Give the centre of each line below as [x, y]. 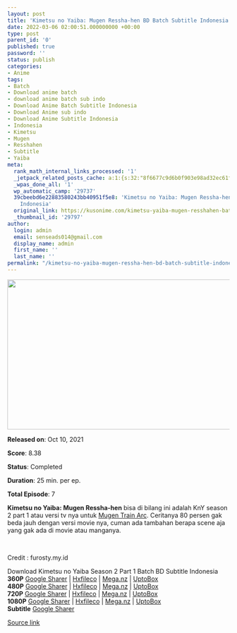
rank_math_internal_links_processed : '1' [75, 171]
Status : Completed [35, 466]
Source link [24, 622]
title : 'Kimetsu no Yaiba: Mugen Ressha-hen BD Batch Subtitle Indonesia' [120, 20]
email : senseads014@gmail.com [58, 237]
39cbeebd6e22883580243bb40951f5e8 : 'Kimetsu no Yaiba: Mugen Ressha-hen [123, 198]
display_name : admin [44, 243]
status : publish [31, 60]
